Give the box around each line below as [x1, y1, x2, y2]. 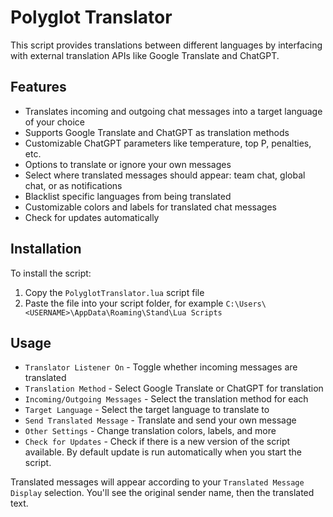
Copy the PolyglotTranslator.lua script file [24, 286, 205, 298]
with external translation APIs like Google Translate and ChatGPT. [10, 49, 280, 61]
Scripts [190, 307, 223, 318]
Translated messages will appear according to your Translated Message [10, 476, 305, 488]
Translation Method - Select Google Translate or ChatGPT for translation [24, 382, 324, 395]
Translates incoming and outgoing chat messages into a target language [24, 105, 323, 117]
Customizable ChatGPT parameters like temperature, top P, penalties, [24, 137, 312, 149]
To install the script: [10, 267, 92, 279]
